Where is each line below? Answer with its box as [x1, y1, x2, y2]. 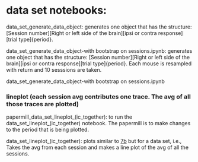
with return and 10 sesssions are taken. [6, 66, 102, 73]
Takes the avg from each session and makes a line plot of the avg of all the [6, 144, 189, 151]
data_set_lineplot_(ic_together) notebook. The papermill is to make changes [6, 120, 191, 127]
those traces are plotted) [6, 100, 79, 108]
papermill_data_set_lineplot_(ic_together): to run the [6, 113, 132, 120]
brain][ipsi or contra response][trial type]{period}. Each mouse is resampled [6, 60, 192, 67]
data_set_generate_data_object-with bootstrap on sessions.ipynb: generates [6, 47, 193, 54]
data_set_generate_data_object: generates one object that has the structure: [6, 23, 192, 30]
